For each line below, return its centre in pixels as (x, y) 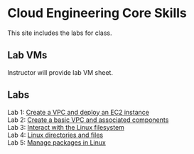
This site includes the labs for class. (60, 33)
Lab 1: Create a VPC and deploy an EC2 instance (78, 112)
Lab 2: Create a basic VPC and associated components (88, 120)
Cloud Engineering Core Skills (97, 13)
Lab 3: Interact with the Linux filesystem (66, 127)
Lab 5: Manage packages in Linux (57, 142)
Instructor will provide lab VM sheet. (60, 72)
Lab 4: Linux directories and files (55, 135)
